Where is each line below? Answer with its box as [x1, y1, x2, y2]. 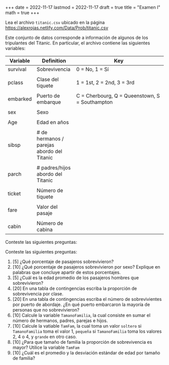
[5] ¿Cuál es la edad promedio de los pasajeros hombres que [12, 275, 139, 281]
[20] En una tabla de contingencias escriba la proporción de [12, 285, 137, 291]
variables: [5, 45, 26, 51]
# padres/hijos [37, 164, 71, 171]
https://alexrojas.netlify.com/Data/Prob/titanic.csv [5, 25, 109, 31]
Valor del [37, 203, 58, 210]
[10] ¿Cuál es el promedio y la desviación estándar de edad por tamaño [12, 350, 160, 355]
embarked [8, 95, 32, 102]
